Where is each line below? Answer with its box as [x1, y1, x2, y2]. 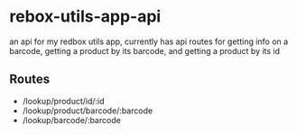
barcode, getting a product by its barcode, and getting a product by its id [9, 45, 281, 56]
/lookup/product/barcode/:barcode [22, 105, 153, 116]
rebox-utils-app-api [9, 6, 162, 27]
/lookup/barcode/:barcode [22, 114, 122, 125]
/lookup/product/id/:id [22, 95, 106, 106]
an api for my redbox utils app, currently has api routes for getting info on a [9, 36, 289, 47]
